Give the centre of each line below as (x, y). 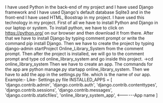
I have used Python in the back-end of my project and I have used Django (79, 7)
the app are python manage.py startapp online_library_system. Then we (77, 69)
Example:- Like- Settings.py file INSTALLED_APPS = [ (59, 80)
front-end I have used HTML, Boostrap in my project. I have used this (75, 17)
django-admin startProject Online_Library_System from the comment (74, 49)
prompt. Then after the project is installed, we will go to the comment (75, 54)
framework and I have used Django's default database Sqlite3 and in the (78, 12)
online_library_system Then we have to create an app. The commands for (79, 64)
